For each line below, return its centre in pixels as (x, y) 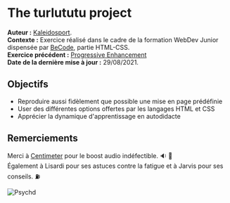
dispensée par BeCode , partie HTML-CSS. (69, 47)
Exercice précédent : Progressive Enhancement (77, 55)
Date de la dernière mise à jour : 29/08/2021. (73, 62)
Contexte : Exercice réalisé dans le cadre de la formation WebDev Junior (113, 39)
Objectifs (28, 85)
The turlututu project (70, 13)
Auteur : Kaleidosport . (40, 32)
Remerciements (43, 138)
